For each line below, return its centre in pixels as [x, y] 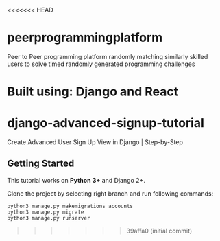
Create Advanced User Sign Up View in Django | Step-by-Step [95, 142]
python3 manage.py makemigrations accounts [70, 206]
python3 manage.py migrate [46, 212]
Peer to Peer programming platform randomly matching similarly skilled [108, 56]
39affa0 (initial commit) [159, 231]
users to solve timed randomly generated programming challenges [101, 64]
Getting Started [41, 164]
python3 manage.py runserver [49, 218]
